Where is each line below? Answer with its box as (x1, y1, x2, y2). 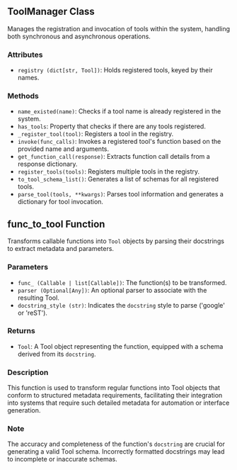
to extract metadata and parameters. (7, 245, 115, 253)
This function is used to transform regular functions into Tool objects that (7, 384, 221, 392)
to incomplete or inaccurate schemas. (7, 455, 118, 464)
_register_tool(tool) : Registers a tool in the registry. (17, 130, 174, 138)
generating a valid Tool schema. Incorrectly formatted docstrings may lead (7, 447, 225, 456)
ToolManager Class (7, 6, 96, 18)
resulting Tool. (17, 293, 60, 302)
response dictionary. (17, 160, 78, 169)
